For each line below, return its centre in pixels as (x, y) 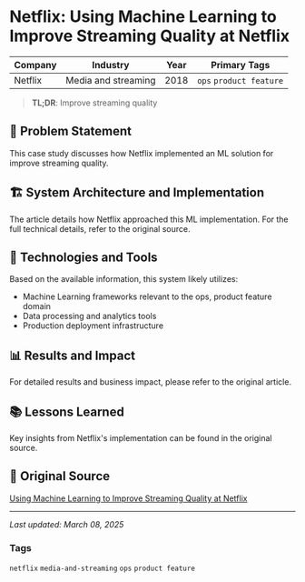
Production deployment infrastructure (93, 326)
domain (37, 306)
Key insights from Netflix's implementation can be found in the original (141, 438)
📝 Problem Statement (71, 131)
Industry (111, 65)
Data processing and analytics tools (89, 316)
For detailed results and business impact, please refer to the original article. (151, 382)
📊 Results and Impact (73, 355)
